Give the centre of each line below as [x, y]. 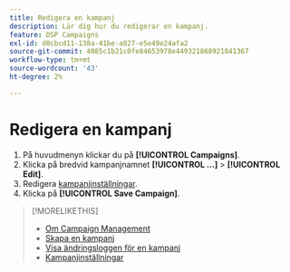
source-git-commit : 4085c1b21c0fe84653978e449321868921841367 [129, 52]
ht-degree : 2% [36, 77]
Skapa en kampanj [80, 238]
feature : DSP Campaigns [54, 34]
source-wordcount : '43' [54, 69]
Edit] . [33, 174]
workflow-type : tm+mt [50, 60]
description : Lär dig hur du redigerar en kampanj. [109, 26]
